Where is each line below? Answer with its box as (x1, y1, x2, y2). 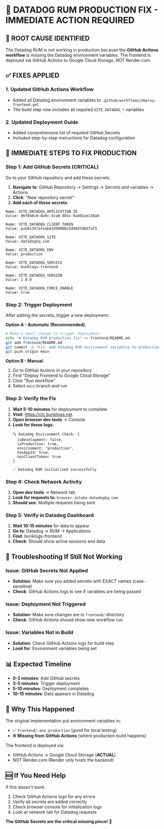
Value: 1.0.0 (5, 277, 32, 282)
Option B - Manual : (5, 358, 44, 364)
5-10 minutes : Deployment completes (12, 686, 89, 692)
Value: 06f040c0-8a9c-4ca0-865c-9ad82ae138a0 (5, 213, 99, 218)
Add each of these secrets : (12, 200, 69, 205)
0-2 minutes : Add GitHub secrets (12, 675, 80, 681)
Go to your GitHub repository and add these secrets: (5, 175, 111, 181)
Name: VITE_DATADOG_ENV (5, 247, 54, 252)
